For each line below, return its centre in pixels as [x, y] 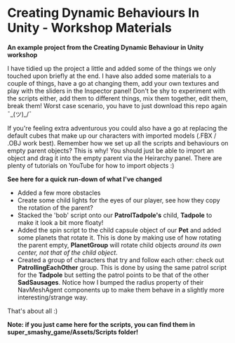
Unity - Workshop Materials [89, 28]
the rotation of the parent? [55, 207]
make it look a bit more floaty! [60, 222]
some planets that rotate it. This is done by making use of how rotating [119, 238]
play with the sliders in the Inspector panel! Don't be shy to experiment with [116, 91]
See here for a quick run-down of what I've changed [85, 179]
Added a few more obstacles [59, 193]
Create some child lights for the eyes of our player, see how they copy [119, 200]
